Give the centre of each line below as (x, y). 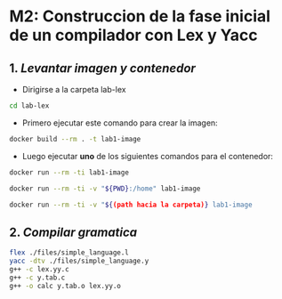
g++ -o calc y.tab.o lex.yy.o (65, 286)
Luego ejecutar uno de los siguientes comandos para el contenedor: (148, 156)
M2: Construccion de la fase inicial (140, 16)
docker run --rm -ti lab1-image (69, 172)
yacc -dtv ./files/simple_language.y (79, 261)
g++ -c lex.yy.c (39, 269)
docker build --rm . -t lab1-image (75, 139)
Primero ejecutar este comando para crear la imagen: (120, 123)
